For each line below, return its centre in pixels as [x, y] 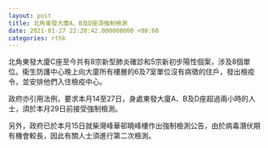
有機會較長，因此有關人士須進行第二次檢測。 [82, 136]
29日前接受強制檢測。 [86, 109]
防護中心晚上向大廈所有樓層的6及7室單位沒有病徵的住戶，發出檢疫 [145, 72]
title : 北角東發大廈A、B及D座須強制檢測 [68, 23]
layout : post [30, 16]
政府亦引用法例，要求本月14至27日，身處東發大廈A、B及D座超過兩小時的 [129, 99]
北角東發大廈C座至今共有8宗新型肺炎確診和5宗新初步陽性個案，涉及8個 [126, 62]
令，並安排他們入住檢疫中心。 [57, 82]
